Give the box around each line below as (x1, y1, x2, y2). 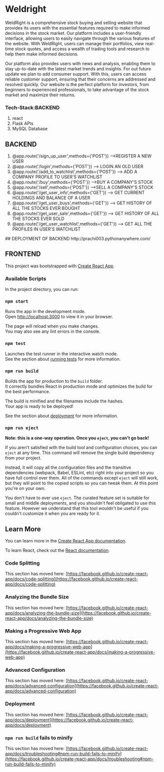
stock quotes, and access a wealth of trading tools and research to (15, 46, 150, 52)
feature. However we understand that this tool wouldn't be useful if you (5, 505, 149, 512)
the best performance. (5, 389, 50, 395)
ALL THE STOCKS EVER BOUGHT (12, 205, 81, 211)
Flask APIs (12, 120, 34, 126)
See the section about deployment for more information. (5, 413, 118, 419)
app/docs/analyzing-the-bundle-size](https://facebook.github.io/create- (5, 610, 152, 616)
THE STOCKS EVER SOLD (12, 216, 65, 222)
